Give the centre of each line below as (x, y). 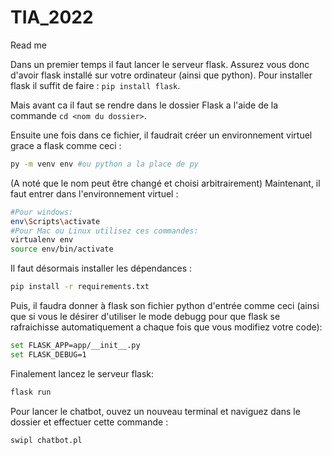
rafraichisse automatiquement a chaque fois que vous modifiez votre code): (166, 327)
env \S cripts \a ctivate (55, 221)
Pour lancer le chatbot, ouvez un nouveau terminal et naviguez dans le (155, 411)
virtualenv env (42, 240)
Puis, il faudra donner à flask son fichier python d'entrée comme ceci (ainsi (165, 306)
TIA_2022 (52, 17)
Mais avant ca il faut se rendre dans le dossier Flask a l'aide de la (144, 105)
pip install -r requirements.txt (80, 287)
